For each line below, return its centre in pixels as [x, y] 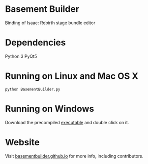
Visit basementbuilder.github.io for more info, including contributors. [74, 156]
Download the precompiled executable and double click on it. [67, 122]
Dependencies [35, 43]
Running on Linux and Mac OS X [72, 76]
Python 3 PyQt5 [21, 56]
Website [22, 142]
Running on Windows [50, 109]
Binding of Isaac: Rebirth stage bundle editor [50, 23]
